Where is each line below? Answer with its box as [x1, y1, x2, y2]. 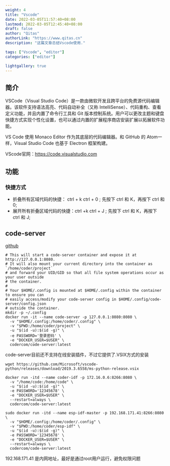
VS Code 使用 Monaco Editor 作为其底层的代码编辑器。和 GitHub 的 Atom [5, 134, 158, 140]
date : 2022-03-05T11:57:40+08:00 [5, 17, 76, 22]
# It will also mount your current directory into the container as [5, 261, 153, 266]
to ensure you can [5, 292, 44, 297]
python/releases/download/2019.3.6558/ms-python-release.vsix [5, 366, 139, 371]
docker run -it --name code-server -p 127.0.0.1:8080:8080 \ [5, 315, 137, 320]
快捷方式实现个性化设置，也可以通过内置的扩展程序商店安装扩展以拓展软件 [5, 117, 160, 123]
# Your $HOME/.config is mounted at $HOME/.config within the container [5, 288, 162, 293]
